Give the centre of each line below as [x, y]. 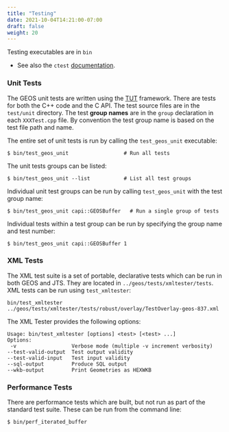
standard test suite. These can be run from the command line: [94, 409]
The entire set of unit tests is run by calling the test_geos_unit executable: [112, 141]
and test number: [32, 231]
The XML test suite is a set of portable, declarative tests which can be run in [114, 276]
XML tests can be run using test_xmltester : [69, 290]
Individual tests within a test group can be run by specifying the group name [115, 224]
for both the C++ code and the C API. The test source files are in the [104, 105]
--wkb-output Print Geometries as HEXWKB [80, 370]
